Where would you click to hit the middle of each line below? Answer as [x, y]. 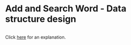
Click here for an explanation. [36, 37]
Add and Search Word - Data [66, 9]
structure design [41, 19]
